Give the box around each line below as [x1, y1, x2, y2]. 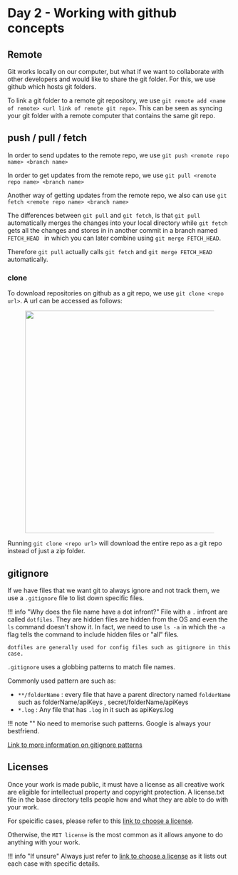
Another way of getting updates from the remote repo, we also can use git [7, 191, 227, 199]
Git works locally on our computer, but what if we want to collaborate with [7, 68, 224, 75]
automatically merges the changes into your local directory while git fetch [7, 219, 228, 227]
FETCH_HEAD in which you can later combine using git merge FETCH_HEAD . [7, 234, 222, 242]
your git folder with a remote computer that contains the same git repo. [7, 112, 216, 120]
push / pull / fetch [7, 132, 88, 144]
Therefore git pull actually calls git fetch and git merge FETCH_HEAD [7, 247, 212, 256]
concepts [7, 20, 65, 36]
